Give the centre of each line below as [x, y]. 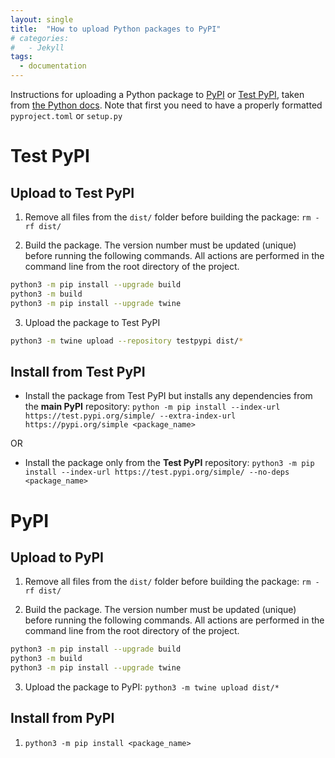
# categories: [40, 38]
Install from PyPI [62, 718]
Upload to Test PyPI [72, 192]
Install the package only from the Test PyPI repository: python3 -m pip [169, 463]
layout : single [42, 19]
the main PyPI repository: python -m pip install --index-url [152, 407]
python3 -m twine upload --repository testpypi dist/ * [127, 341]
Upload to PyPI [57, 557]
